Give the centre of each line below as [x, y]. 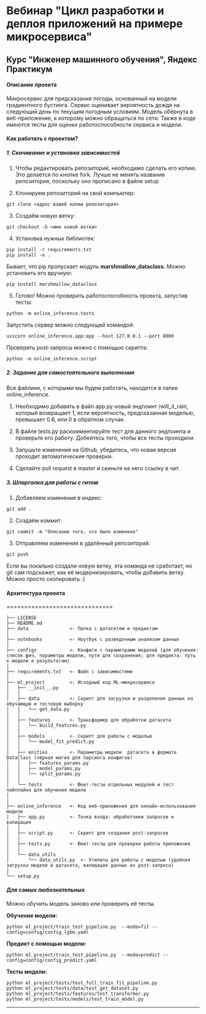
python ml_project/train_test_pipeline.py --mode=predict [83, 955]
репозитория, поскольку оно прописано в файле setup [87, 181]
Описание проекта [32, 85]
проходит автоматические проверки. [64, 456]
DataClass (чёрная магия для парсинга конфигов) [70, 758]
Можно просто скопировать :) [46, 579]
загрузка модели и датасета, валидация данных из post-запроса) [90, 865]
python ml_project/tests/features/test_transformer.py [78, 994]
